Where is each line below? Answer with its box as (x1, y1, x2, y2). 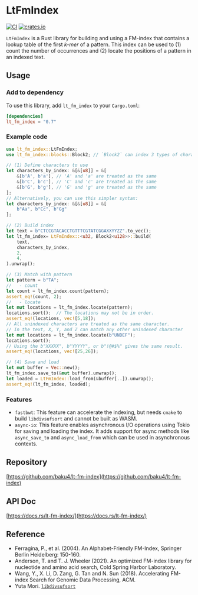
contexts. (14, 440, 38, 447)
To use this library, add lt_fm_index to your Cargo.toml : (6, 102, 140, 109)
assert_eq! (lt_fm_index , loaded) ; (6, 381, 91, 387)
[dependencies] (6, 113, 44, 119)
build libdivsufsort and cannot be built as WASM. (14, 415, 137, 422)
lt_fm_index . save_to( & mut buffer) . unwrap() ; (6, 370, 117, 376)
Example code (6, 132, 48, 141)
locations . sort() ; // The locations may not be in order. (6, 310, 154, 316)
